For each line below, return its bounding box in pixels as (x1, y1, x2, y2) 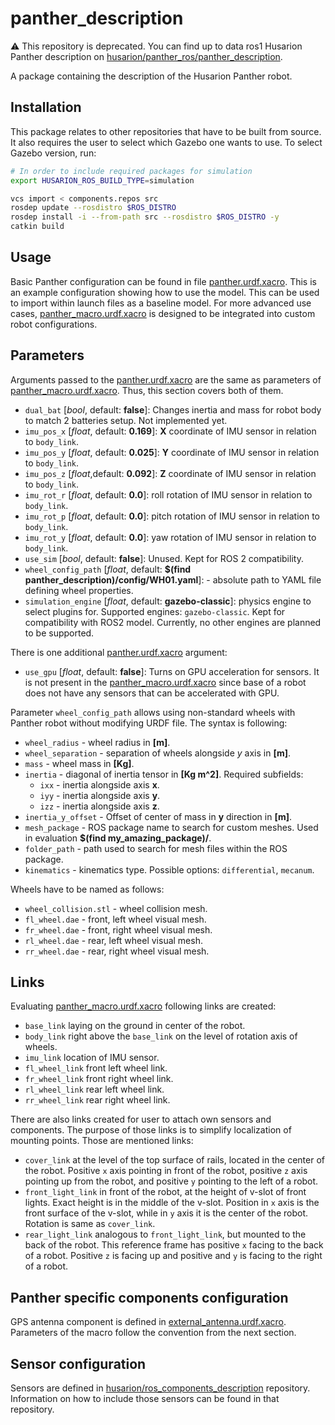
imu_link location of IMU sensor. (24, 1052, 160, 1064)
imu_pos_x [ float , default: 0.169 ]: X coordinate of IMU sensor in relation (24, 425, 317, 437)
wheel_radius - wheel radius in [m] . (24, 736, 171, 748)
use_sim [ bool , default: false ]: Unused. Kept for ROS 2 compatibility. (24, 552, 304, 564)
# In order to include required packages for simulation (10, 166, 253, 176)
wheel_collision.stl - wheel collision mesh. (24, 902, 208, 914)
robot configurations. (10, 318, 98, 330)
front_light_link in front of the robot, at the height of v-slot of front (24, 1186, 307, 1198)
